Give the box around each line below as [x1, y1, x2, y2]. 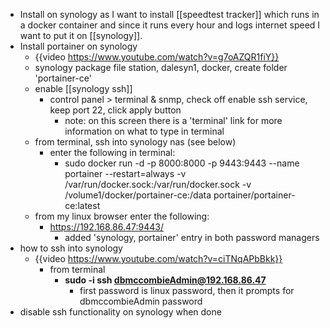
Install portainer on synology [19, 40, 138, 52]
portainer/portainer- [213, 189, 296, 201]
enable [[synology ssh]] [34, 83, 133, 94]
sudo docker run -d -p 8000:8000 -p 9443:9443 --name [64, 157, 300, 169]
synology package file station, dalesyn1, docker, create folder [34, 62, 288, 73]
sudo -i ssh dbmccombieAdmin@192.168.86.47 [64, 274, 267, 286]
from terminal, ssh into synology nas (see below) [34, 136, 237, 148]
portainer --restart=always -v [64, 168, 187, 179]
